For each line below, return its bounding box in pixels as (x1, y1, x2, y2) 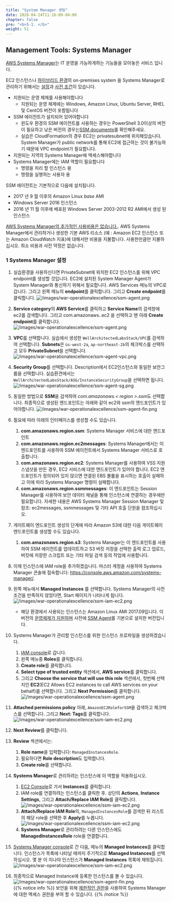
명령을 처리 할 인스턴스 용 (20, 165, 72, 171)
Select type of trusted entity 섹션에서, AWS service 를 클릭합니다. (20, 669, 158, 675)
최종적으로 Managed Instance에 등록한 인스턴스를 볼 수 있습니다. (13, 873, 144, 879)
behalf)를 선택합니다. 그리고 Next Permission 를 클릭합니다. (20, 688, 141, 694)
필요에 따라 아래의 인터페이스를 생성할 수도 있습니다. (13, 417, 117, 423)
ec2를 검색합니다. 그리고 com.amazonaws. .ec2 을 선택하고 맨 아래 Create (13, 312, 163, 318)
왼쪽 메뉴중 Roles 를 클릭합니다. (20, 656, 84, 662)
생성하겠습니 (141, 632, 166, 638)
